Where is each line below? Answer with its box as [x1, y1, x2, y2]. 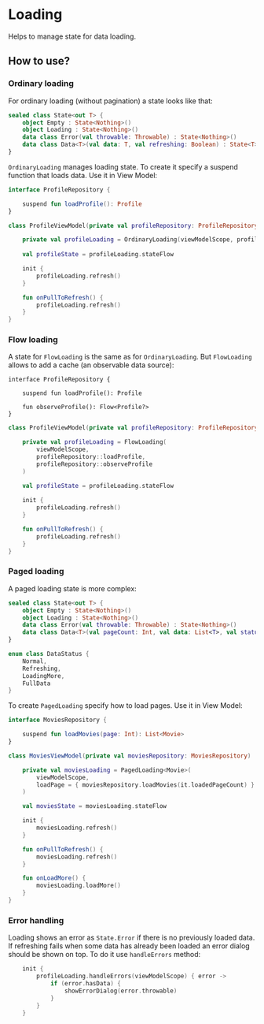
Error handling [8, 914, 64, 925]
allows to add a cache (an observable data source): [8, 360, 174, 370]
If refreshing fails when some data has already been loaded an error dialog [8, 941, 250, 951]
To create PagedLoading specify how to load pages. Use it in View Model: [8, 701, 243, 710]
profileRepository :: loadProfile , [36, 453, 146, 461]
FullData [22, 680, 51, 687]
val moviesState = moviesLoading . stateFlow [22, 802, 167, 810]
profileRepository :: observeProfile [36, 460, 153, 468]
